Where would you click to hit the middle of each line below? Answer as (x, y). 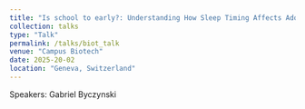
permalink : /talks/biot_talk (64, 43)
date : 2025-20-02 (42, 60)
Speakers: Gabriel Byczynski (63, 94)
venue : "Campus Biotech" (56, 52)
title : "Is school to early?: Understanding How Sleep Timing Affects (146, 18)
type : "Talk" (34, 35)
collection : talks (44, 26)
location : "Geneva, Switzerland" (73, 69)
